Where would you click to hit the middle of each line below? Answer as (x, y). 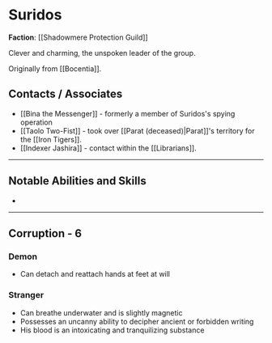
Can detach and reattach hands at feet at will (95, 274)
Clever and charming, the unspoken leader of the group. (102, 53)
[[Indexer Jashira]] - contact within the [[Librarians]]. (108, 148)
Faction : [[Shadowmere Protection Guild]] (78, 37)
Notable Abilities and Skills (78, 181)
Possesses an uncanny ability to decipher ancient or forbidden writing (137, 321)
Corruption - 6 (45, 233)
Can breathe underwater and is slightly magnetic (101, 312)
